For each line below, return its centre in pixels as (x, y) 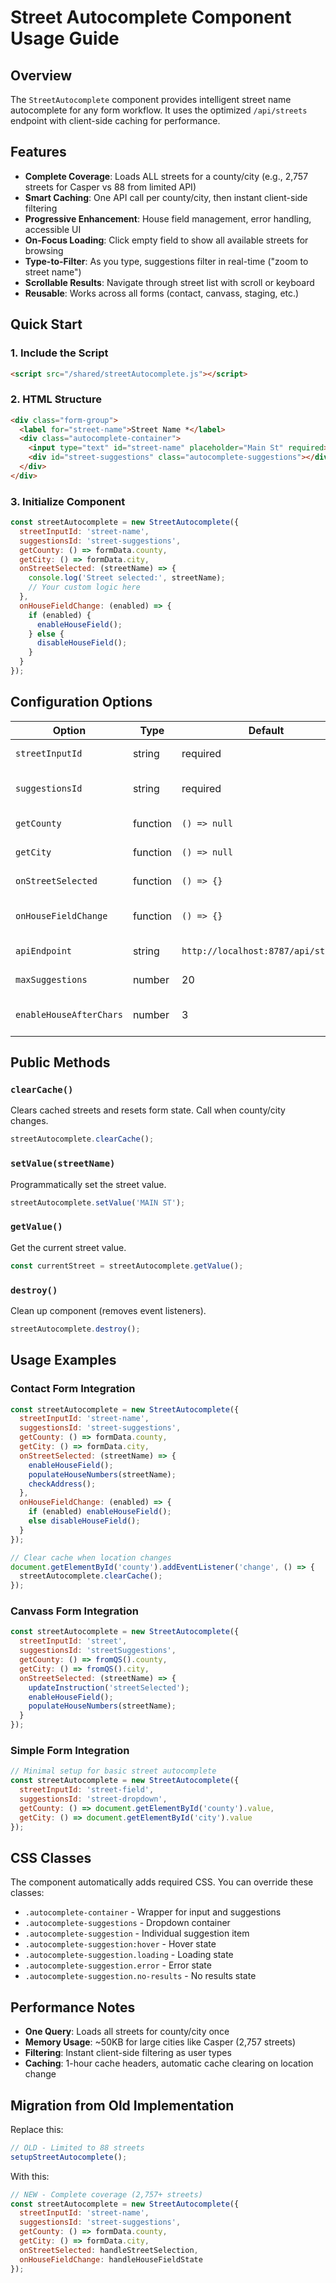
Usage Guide (65, 38)
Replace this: (37, 2129)
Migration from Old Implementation (122, 2105)
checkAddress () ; (62, 1484)
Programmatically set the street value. (88, 1184)
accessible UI (53, 229)
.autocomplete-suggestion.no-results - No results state (140, 1976)
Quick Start (46, 324)
